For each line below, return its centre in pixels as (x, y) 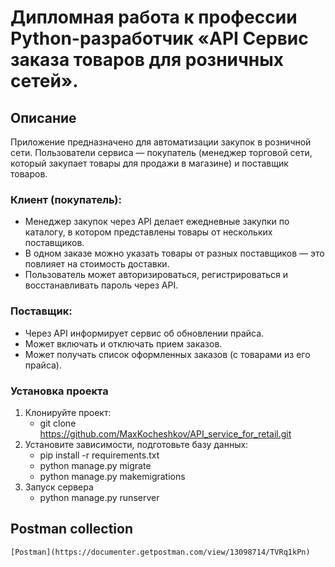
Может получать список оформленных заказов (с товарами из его (167, 354)
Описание (43, 117)
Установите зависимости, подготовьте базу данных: (136, 444)
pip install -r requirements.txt (99, 455)
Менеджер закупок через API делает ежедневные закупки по (157, 222)
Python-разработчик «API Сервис (159, 38)
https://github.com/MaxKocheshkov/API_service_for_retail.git (165, 433)
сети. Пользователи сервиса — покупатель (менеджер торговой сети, (161, 152)
